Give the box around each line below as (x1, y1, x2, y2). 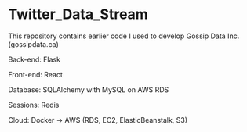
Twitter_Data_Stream (8, 5, 149, 23)
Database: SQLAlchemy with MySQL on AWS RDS (8, 84, 169, 95)
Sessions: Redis (8, 100, 60, 109)
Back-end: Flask (8, 55, 61, 64)
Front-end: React (8, 70, 63, 79)
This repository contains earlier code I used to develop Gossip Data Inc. (8, 31, 240, 41)
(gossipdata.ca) (8, 39, 59, 48)
